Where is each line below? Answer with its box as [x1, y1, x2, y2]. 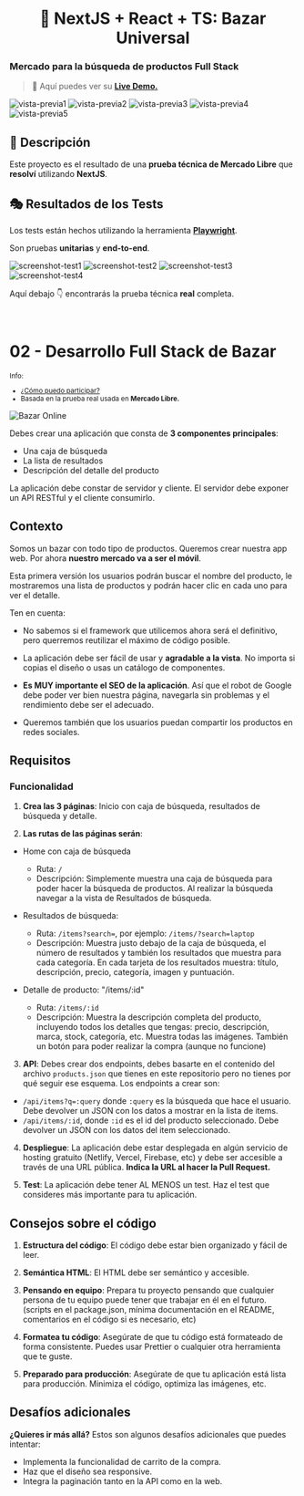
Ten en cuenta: [9, 607, 66, 618]
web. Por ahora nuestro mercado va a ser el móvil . [9, 552, 202, 564]
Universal [116, 27, 190, 48]
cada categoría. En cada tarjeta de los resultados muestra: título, [35, 957, 279, 968]
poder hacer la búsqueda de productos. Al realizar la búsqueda [35, 883, 274, 894]
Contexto [9, 519, 64, 535]
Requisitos [9, 753, 71, 768]
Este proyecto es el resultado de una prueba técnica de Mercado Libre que [9, 159, 294, 170]
